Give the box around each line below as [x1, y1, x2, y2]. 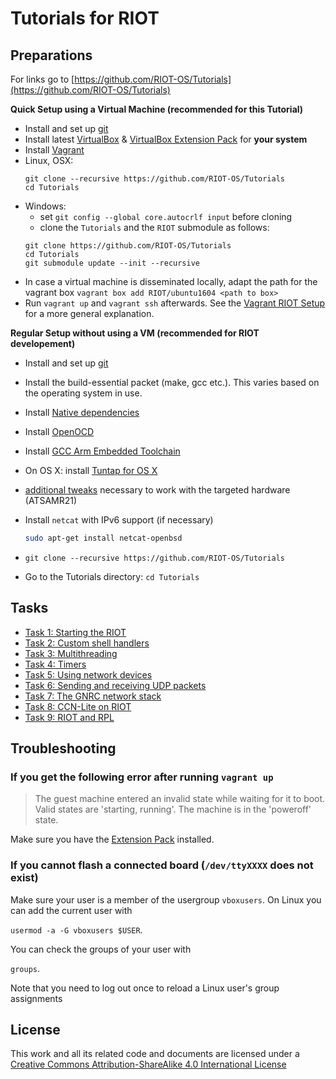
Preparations [10, 47, 93, 64]
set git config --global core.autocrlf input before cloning [39, 211, 293, 222]
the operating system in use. [24, 387, 143, 399]
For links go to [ [10, 73, 75, 85]
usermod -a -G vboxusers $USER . [10, 923, 143, 936]
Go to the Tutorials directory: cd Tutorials [24, 570, 200, 582]
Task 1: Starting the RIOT [24, 626, 127, 638]
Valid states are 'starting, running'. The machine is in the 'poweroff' [34, 803, 312, 816]
